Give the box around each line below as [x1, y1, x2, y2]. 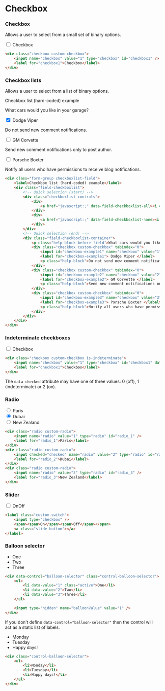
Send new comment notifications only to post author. [5, 146, 112, 153]
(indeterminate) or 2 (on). [5, 383, 56, 390]
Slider [5, 491, 20, 498]
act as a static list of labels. [5, 624, 60, 630]
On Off [12, 503, 25, 509]
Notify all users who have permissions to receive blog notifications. [5, 166, 141, 173]
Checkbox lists [5, 77, 42, 84]
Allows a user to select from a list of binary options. [5, 88, 109, 94]
